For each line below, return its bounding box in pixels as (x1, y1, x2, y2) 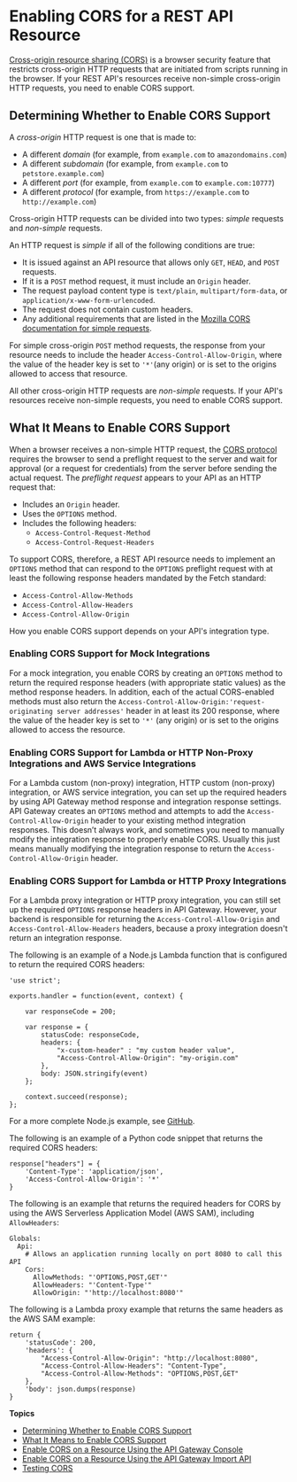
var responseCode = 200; (25, 1007, 117, 1016)
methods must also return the (9, 695, 117, 706)
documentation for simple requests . (21, 322, 152, 333)
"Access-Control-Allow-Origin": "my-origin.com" (56, 1054, 240, 1063)
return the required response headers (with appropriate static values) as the (9, 677, 286, 687)
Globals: (9, 1234, 42, 1244)
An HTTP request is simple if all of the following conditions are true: (9, 239, 255, 250)
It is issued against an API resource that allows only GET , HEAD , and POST (21, 257, 280, 268)
